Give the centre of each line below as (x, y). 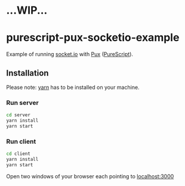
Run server (22, 103)
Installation (27, 73)
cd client (18, 154)
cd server (18, 115)
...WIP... (27, 10)
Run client (21, 141)
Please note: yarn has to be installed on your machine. (73, 87)
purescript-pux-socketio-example (93, 38)
